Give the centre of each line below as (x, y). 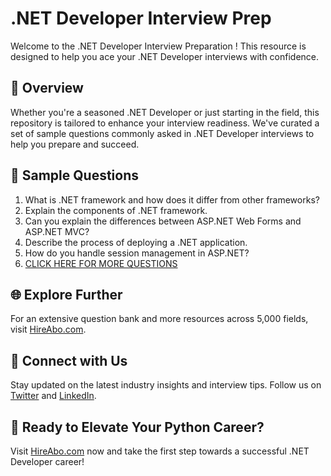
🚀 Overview (47, 88)
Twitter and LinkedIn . (53, 396)
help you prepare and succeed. (75, 144)
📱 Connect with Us (69, 360)
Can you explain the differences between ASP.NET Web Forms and (163, 221)
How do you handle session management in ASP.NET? (137, 253)
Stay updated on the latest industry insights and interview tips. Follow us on (166, 385)
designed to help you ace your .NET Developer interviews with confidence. (165, 56)
